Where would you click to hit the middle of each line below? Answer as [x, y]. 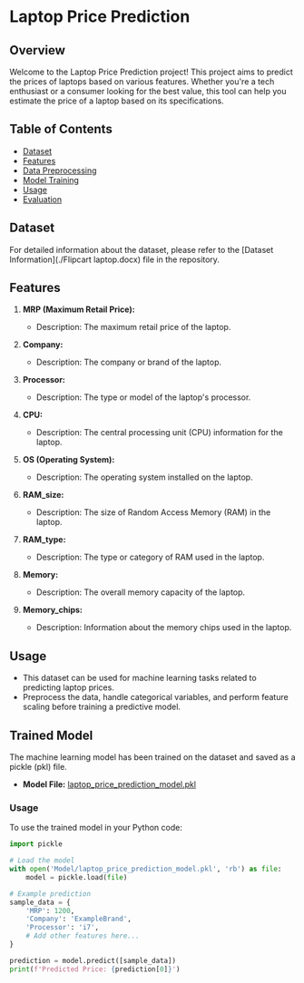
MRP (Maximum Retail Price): [78, 309]
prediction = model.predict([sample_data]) [93, 960]
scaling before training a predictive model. [102, 707]
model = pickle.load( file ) [77, 877]
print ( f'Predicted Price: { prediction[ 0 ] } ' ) [95, 969]
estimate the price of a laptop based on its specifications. [117, 101]
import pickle [36, 844]
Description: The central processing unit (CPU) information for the [159, 433]
